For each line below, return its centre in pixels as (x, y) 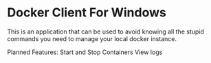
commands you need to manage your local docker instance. (92, 38)
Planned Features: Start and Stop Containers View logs (85, 52)
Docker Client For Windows (87, 13)
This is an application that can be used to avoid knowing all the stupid (106, 32)
